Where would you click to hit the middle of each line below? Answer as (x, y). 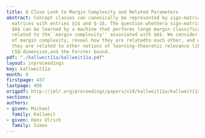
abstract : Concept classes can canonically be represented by (87, 18)
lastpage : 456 (24, 86)
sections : (19, 97)
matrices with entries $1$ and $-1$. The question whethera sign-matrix (106, 23)
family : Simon (30, 126)
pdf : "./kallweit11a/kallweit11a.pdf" (56, 57)
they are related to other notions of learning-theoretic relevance (101, 46)
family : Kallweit (34, 114)
